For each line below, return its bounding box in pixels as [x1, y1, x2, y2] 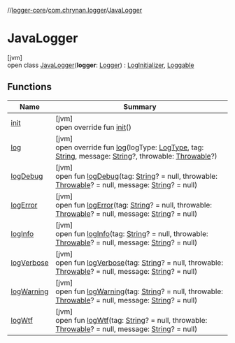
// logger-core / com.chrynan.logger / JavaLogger [7, 6, 143, 14]
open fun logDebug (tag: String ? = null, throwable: [55, 171, 218, 181]
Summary [123, 101, 157, 111]
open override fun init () [55, 122, 131, 132]
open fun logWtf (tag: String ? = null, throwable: [55, 315, 208, 325]
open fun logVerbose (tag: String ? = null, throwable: [55, 258, 224, 268]
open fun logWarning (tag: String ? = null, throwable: [55, 286, 224, 296]
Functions [7, 81, 52, 93]
